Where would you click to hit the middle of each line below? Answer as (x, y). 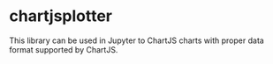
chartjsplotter (61, 16)
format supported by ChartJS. (64, 49)
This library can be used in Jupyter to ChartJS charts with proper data (137, 40)
